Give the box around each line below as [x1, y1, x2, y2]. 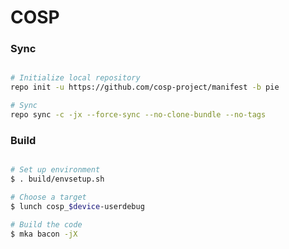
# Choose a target [10, 192, 87, 203]
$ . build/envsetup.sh [10, 174, 105, 185]
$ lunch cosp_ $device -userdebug [10, 201, 145, 211]
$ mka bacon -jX [10, 229, 78, 239]
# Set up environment [10, 165, 101, 175]
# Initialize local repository [10, 73, 141, 83]
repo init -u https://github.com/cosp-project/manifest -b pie [10, 82, 280, 93]
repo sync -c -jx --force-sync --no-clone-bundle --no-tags [10, 110, 267, 120]
